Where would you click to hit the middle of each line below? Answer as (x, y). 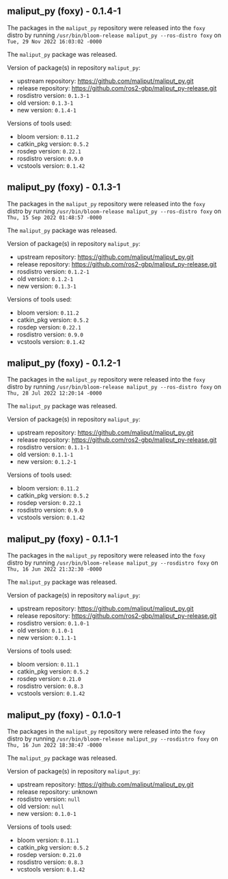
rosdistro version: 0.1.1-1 (53, 447)
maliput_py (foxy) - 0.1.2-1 (64, 363)
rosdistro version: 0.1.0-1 (53, 623)
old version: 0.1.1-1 (45, 454)
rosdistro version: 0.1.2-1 (53, 271)
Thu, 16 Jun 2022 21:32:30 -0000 (55, 569)
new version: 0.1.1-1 (46, 638)
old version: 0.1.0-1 (45, 630)
